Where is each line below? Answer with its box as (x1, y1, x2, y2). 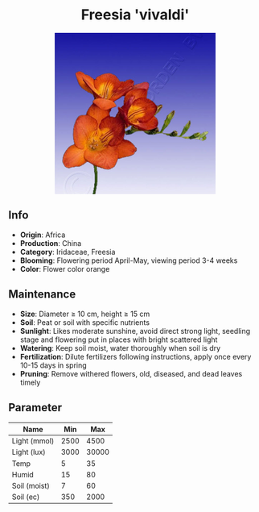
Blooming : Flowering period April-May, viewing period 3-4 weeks (19, 256, 238, 265)
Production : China (19, 238, 82, 248)
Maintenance (8, 288, 76, 302)
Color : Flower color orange (19, 264, 110, 273)
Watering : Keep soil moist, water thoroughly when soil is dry (19, 343, 221, 352)
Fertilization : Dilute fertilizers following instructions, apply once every (19, 352, 252, 361)
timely (19, 377, 41, 387)
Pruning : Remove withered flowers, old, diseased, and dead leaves (19, 368, 243, 378)
